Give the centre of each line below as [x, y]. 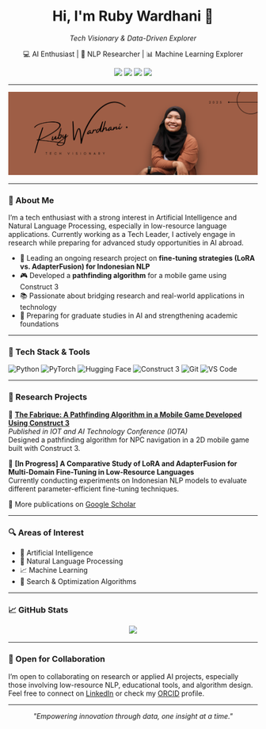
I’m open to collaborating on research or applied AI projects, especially [123, 676]
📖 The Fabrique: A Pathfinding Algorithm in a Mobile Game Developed [125, 414]
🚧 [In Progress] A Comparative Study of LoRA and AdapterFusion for [123, 464]
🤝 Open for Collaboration [57, 659]
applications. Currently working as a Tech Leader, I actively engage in [122, 235]
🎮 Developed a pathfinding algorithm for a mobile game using [123, 276]
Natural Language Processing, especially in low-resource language [118, 226]
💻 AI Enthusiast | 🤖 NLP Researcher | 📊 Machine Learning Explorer [133, 54]
